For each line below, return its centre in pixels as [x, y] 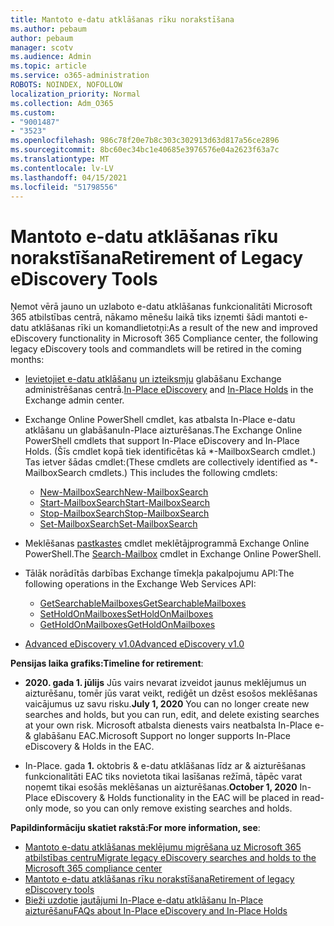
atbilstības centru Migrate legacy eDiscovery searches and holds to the [170, 858]
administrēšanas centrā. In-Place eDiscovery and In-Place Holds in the [169, 390]
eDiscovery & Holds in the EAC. [89, 747]
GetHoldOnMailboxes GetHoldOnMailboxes [127, 625]
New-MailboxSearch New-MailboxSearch [124, 492]
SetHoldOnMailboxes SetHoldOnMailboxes [126, 614]
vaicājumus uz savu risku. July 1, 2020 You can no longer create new [167, 704]
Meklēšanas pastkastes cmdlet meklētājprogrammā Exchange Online [167, 543]
